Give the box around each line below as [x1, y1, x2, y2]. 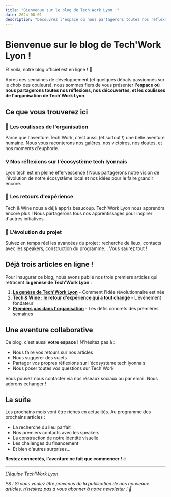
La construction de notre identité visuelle [12, 435, 99, 441]
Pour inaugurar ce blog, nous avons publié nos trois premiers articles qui [5, 274, 158, 280]
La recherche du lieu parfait [12, 424, 71, 430]
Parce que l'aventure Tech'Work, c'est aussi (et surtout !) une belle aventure [5, 135, 165, 140]
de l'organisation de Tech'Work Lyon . [5, 93, 86, 99]
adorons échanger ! [5, 381, 47, 387]
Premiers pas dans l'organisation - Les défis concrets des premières [12, 305, 159, 311]
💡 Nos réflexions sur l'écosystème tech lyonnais [5, 158, 127, 165]
